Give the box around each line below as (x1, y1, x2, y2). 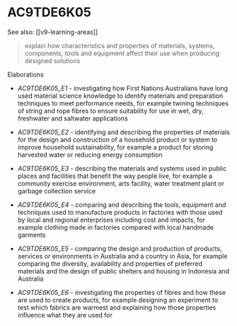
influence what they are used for (17, 310, 113, 319)
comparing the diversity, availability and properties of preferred (17, 259, 203, 268)
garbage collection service (17, 186, 96, 195)
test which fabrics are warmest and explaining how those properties (17, 303, 216, 312)
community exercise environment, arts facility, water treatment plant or (17, 179, 225, 188)
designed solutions (24, 56, 81, 64)
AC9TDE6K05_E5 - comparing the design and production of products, (17, 244, 222, 252)
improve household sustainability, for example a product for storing (17, 142, 214, 151)
